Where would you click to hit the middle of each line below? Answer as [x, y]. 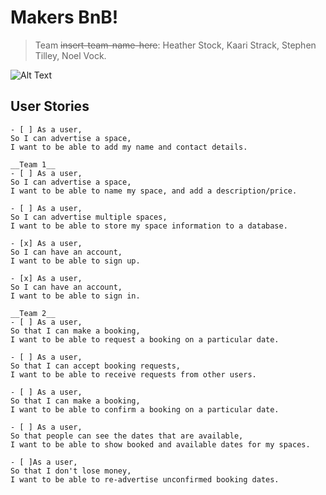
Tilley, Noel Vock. [70, 55]
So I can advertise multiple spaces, [89, 217]
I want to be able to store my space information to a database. [149, 226]
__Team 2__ [33, 313]
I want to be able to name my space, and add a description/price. [154, 191]
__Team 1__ [33, 164]
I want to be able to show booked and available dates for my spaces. [160, 444]
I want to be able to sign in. [75, 296]
